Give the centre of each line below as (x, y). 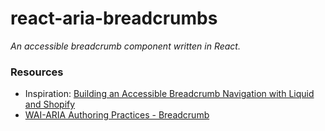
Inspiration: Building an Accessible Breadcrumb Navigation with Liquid (169, 94)
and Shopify (50, 104)
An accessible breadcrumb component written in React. (125, 46)
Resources (37, 72)
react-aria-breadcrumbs (114, 18)
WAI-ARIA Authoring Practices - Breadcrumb (117, 115)
